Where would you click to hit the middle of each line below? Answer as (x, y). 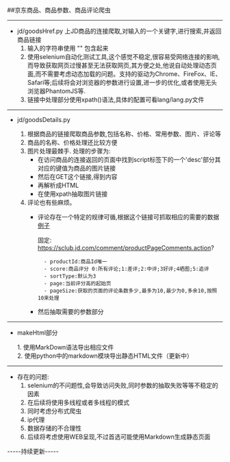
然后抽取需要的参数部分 (71, 312)
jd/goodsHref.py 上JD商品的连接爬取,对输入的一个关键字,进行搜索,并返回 (119, 31)
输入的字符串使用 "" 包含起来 (68, 48)
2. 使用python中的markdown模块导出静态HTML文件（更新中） (105, 356)
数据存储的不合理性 (54, 428)
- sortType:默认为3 (70, 276)
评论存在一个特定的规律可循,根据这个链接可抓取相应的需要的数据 (128, 217)
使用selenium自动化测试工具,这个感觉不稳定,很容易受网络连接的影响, (124, 57)
